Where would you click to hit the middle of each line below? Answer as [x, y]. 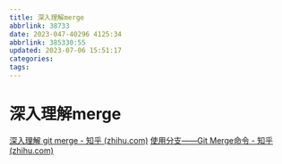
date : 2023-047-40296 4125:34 [66, 34]
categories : [31, 59]
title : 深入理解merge [47, 17]
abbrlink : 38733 [39, 26]
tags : [19, 68]
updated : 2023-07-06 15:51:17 [66, 51]
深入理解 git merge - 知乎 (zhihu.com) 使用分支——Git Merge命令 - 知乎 [141, 140]
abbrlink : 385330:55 [48, 42]
